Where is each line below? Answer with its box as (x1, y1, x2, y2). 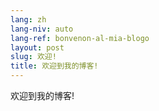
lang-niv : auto (10, 24, 74, 34)
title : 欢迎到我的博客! (10, 61, 99, 71)
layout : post (10, 42, 65, 53)
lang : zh (10, 14, 47, 25)
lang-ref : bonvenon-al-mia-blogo (10, 33, 150, 43)
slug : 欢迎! (10, 52, 57, 62)
